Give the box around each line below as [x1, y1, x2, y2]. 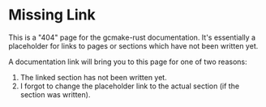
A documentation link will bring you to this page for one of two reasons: [8, 57, 247, 66]
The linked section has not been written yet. [19, 72, 168, 82]
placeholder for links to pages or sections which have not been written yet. [8, 41, 259, 50]
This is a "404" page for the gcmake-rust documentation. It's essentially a [8, 32, 256, 42]
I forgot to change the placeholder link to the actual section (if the [19, 81, 240, 91]
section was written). [19, 89, 91, 99]
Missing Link [8, 6, 96, 24]
